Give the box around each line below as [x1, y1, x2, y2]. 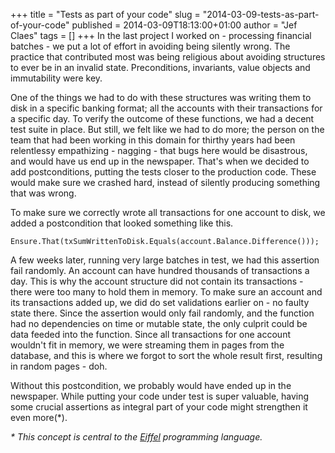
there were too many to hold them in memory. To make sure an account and [10, 286, 323, 298]
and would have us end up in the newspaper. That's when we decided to [10, 155, 310, 167]
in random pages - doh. [10, 360, 108, 372]
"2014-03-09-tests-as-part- [202, 9, 320, 20]
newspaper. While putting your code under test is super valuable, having [10, 390, 310, 402]
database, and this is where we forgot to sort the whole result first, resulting [10, 350, 323, 361]
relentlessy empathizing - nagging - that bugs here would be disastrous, [10, 145, 308, 156]
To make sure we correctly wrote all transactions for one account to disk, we [10, 207, 326, 218]
